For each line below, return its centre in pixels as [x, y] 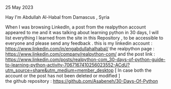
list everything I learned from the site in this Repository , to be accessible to [84, 38]
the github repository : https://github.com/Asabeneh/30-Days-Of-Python [82, 81]
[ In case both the [133, 70]
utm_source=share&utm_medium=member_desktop [60, 70]
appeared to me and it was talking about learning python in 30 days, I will [82, 32]
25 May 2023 [19, 7]
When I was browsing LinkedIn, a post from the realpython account [76, 27]
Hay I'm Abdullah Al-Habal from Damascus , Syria [57, 17]
